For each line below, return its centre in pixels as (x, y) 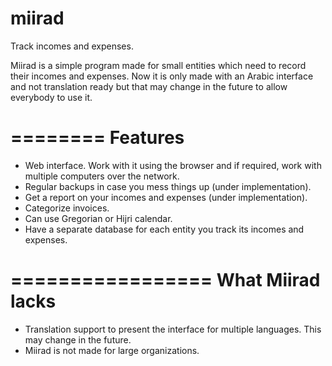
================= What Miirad (165, 280)
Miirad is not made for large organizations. (112, 350)
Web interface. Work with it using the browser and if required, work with (173, 165)
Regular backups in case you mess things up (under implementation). (168, 186)
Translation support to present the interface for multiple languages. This (173, 329)
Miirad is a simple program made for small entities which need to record (158, 65)
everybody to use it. (51, 97)
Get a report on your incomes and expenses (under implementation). (166, 197)
